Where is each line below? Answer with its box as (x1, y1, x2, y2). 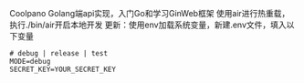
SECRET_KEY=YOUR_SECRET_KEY (9, 65, 117, 74)
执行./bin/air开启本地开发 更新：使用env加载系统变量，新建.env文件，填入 (9, 19, 288, 30)
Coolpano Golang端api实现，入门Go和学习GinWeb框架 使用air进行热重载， (9, 8, 290, 18)
